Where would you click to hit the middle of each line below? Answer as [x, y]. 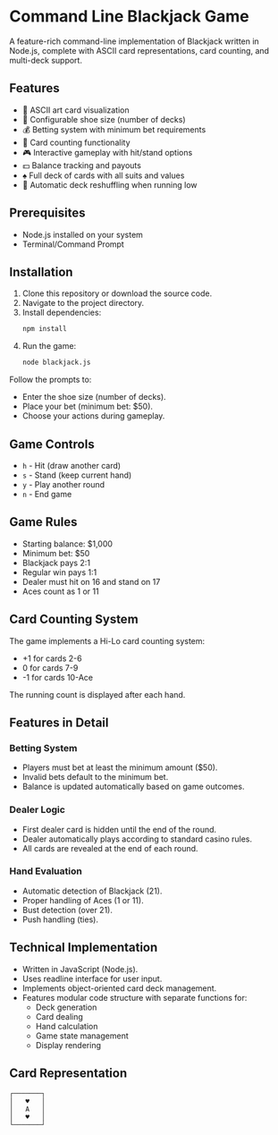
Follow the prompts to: [51, 380]
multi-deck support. [46, 60]
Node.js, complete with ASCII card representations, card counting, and [139, 50]
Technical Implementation [84, 948]
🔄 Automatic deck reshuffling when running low [110, 184]
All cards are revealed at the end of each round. [110, 848]
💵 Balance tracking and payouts [81, 165]
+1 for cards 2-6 [52, 658]
